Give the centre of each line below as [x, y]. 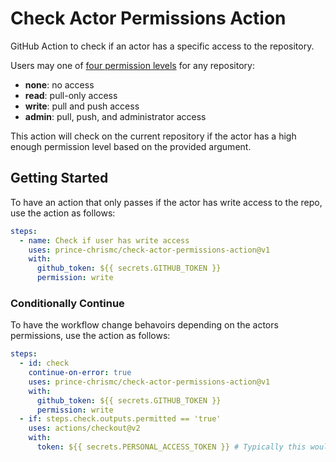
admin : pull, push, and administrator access [115, 116]
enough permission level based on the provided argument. [131, 146]
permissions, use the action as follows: [90, 336]
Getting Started [59, 178]
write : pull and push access [82, 106]
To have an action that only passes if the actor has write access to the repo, [166, 202]
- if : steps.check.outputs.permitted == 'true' [120, 419]
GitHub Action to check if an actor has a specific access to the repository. [162, 46]
